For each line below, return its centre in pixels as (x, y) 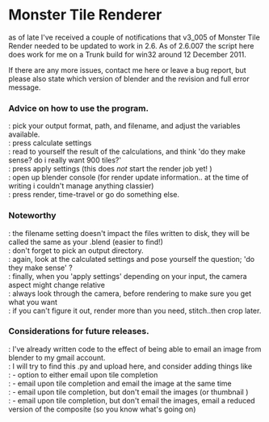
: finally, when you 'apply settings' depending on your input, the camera (128, 276)
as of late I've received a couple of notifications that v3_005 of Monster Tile (134, 37)
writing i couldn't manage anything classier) (81, 186)
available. (24, 134)
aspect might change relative (57, 285)
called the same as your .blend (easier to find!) (86, 242)
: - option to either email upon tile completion (83, 374)
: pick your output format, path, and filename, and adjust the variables (124, 126)
